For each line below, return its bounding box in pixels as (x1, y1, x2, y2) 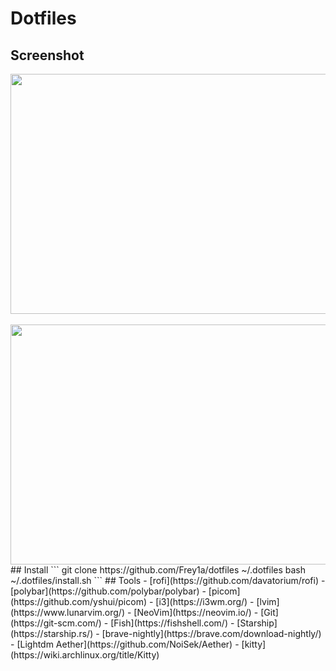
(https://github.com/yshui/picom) (10, 596, 148, 607)
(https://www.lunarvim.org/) (10, 607, 126, 618)
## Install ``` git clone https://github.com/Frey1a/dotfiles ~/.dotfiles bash (10, 564, 306, 576)
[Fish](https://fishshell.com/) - (110, 617, 235, 629)
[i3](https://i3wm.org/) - (155, 596, 255, 607)
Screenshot (10, 47, 85, 64)
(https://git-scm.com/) (10, 617, 102, 629)
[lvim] (256, 596, 280, 607)
